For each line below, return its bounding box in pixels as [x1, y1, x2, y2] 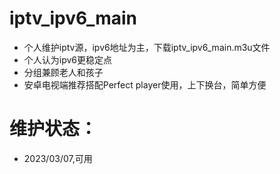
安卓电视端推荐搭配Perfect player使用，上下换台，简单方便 [23, 78, 267, 91]
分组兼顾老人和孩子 [23, 66, 104, 78]
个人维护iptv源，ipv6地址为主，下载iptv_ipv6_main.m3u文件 [23, 41, 271, 53]
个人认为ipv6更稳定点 [23, 53, 113, 66]
